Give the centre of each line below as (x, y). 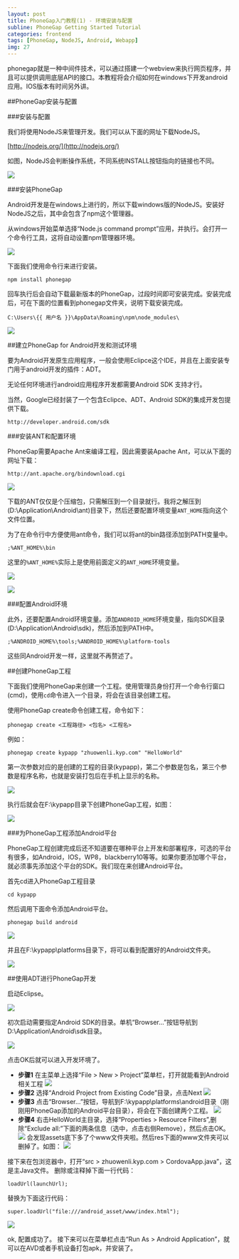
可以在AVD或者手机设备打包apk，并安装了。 (72, 1248)
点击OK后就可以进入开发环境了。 (56, 1060)
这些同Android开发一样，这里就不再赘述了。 (72, 656)
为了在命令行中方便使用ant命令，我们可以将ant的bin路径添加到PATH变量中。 (119, 534)
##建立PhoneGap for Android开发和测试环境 (72, 345)
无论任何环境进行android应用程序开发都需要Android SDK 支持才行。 (107, 384)
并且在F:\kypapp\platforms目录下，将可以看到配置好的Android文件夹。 (111, 950)
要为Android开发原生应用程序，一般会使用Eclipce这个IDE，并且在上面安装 (116, 360)
